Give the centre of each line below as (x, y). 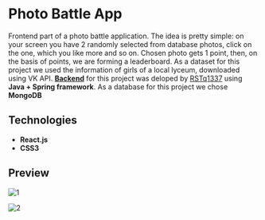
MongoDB (25, 95)
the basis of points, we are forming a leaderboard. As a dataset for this (124, 61)
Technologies (43, 120)
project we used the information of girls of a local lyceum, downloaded (124, 69)
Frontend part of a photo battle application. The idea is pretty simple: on (126, 36)
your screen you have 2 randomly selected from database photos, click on (130, 44)
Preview (29, 173)
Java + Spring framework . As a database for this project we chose (118, 86)
